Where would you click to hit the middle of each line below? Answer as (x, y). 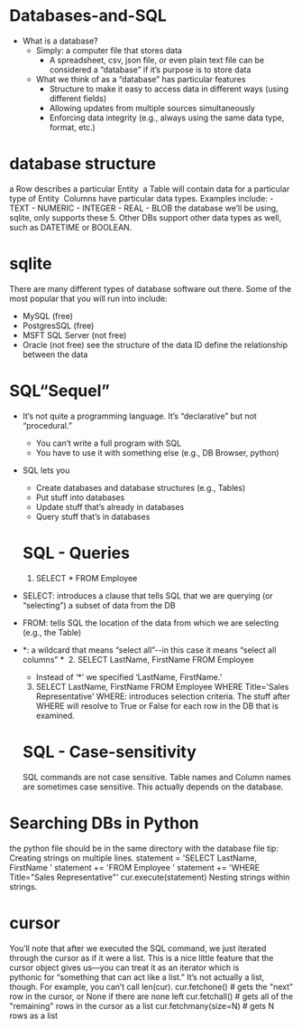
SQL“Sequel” (59, 391)
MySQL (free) (48, 316)
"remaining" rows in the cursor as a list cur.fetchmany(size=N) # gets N (142, 1005)
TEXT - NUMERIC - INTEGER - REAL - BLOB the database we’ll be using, (144, 208)
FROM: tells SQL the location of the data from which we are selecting (151, 622)
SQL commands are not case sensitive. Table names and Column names (156, 777)
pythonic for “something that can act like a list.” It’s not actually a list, (137, 976)
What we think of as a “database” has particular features (141, 79)
